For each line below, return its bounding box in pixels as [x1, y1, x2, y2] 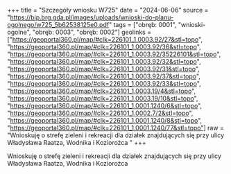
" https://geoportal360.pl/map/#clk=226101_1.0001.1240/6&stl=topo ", [7, 102, 203, 110]
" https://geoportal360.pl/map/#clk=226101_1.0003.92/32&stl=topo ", [7, 58, 201, 65]
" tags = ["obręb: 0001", [108, 21, 177, 28]
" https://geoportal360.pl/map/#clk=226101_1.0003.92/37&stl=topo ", [7, 72, 201, 80]
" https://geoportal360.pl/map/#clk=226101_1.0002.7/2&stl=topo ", [7, 109, 194, 117]
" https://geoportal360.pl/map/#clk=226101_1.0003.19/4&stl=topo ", [7, 87, 196, 95]
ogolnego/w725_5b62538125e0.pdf [7, 21, 110, 28]
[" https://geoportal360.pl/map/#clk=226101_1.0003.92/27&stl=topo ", [7, 35, 203, 44]
